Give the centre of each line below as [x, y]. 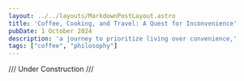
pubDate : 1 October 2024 [50, 31]
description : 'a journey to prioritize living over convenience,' [123, 38]
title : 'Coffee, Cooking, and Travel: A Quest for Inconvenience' [123, 23]
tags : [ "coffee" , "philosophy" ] [63, 46]
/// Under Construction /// [51, 69]
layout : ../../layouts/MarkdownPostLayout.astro [92, 16]
